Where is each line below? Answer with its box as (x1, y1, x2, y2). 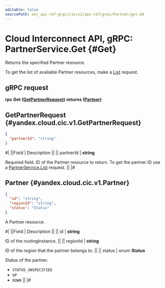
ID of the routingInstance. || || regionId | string (5, 238, 99, 244)
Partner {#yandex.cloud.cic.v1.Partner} (5, 179, 130, 187)
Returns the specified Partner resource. (5, 60, 85, 65)
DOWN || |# (12, 277, 31, 283)
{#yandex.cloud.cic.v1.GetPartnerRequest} (5, 119, 141, 127)
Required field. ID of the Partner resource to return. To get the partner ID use (5, 159, 161, 165)
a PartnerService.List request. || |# (5, 164, 75, 170)
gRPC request (5, 83, 48, 92)
